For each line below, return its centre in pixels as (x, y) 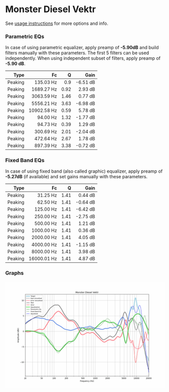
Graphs (14, 273)
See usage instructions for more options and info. (57, 23)
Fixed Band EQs (25, 160)
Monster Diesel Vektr (51, 9)
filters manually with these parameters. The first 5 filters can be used (77, 53)
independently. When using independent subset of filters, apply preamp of (83, 58)
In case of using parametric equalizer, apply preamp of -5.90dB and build (82, 48)
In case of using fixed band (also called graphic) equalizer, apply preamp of (84, 171)
